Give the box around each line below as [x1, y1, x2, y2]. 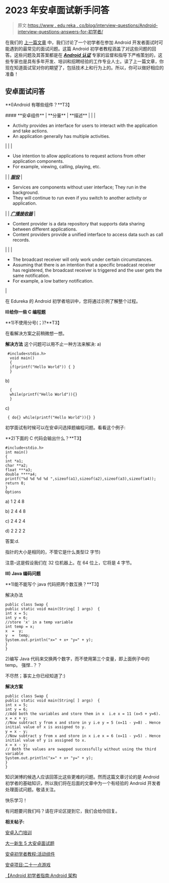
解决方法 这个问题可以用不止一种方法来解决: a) [5, 341, 102, 347]
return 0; [5, 481, 26, 486]
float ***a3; [5, 467, 33, 473]
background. [12, 189, 39, 195]
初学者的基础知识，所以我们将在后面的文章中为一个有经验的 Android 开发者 [5, 780, 161, 786]
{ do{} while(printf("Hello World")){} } [7, 415, 96, 420]
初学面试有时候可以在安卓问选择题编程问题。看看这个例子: [5, 424, 126, 430]
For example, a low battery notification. [12, 277, 94, 284]
